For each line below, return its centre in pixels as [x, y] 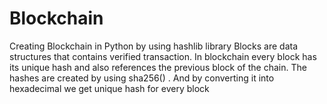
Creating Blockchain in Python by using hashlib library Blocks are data [154, 46]
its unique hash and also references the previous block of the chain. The [158, 67]
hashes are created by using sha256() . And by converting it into [142, 78]
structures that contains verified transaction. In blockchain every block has [163, 56]
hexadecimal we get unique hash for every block [109, 88]
